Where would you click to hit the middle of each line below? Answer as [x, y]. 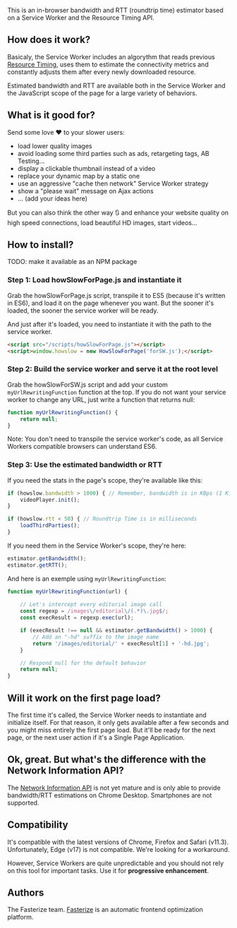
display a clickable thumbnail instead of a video [86, 168]
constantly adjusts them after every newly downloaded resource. [102, 72]
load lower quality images [55, 146]
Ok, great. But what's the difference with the [107, 760]
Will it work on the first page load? [84, 698]
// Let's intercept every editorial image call [91, 605]
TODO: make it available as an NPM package [72, 262]
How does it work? [49, 40]
